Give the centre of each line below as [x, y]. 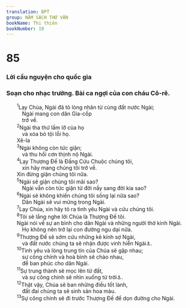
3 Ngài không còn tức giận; [50, 147]
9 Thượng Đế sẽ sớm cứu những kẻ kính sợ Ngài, [76, 236]
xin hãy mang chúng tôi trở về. [59, 168]
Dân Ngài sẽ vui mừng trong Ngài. [64, 202]
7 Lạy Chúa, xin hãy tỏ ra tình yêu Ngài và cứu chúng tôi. [86, 209]
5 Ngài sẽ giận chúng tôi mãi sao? [58, 181]
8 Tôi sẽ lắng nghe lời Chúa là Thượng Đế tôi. [71, 216]
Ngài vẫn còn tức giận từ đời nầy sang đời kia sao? [84, 188]
